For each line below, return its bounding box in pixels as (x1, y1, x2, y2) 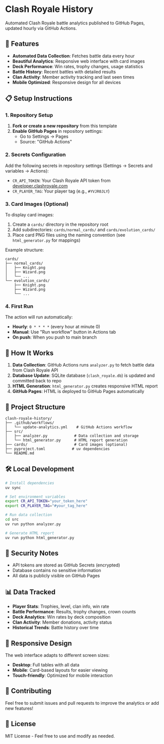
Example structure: (5, 247, 44, 253)
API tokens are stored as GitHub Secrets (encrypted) (12, 562, 120, 568)
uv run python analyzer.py (5, 521, 61, 527)
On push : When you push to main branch (12, 334, 97, 340)
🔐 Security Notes (5, 549, 59, 558)
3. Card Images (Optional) (5, 200, 69, 207)
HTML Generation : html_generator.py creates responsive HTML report (12, 383, 158, 389)
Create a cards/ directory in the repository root (12, 221, 108, 227)
